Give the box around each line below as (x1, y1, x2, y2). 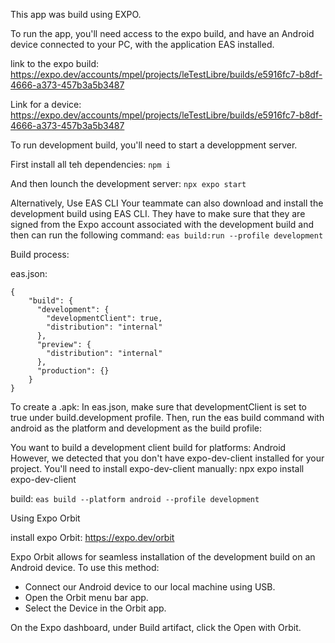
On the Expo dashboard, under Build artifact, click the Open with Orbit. (10, 622, 302, 633)
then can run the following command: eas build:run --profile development (10, 229, 324, 241)
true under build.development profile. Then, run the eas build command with (10, 412, 325, 423)
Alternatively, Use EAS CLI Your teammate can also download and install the (10, 197, 324, 209)
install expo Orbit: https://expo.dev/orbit (10, 532, 175, 543)
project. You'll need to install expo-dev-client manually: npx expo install (10, 463, 305, 474)
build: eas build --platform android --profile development (10, 493, 260, 504)
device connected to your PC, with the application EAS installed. (10, 39, 275, 50)
